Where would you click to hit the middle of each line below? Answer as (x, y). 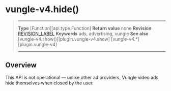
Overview (21, 65)
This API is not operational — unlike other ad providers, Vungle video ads (82, 77)
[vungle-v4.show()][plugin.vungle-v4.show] (64, 39)
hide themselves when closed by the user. (49, 83)
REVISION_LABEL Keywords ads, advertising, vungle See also (83, 34)
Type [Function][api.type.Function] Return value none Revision (84, 28)
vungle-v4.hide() (42, 9)
